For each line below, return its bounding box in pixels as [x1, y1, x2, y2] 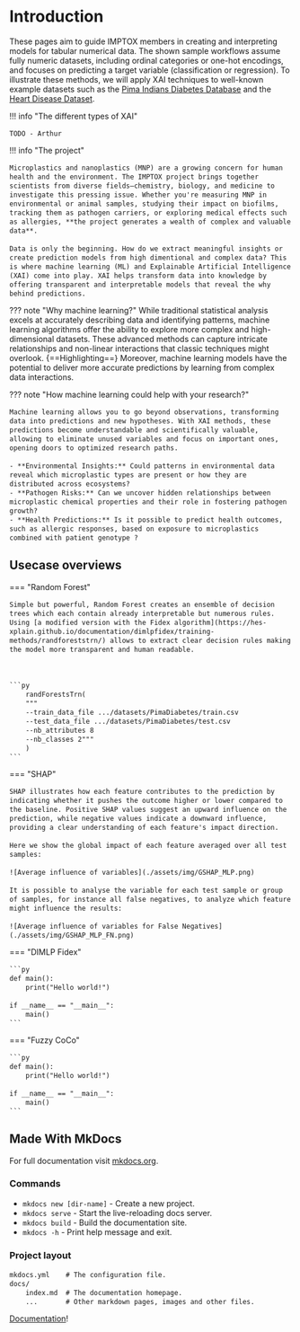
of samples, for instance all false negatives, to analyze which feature [9, 895, 292, 904]
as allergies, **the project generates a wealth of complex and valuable [9, 217, 292, 226]
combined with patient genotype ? [9, 533, 139, 543]
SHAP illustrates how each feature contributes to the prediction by [9, 787, 276, 796]
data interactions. [9, 371, 75, 383]
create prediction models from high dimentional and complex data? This [9, 253, 287, 262]
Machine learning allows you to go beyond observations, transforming [9, 407, 279, 417]
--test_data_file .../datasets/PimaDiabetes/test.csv [25, 717, 231, 726]
